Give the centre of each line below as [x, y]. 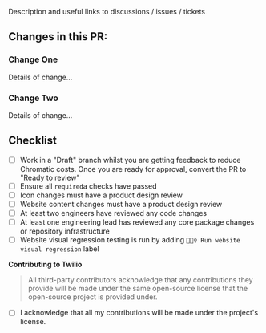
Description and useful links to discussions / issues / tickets [107, 12]
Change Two [33, 98]
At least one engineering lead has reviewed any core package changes [137, 222]
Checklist [33, 141]
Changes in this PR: [58, 37]
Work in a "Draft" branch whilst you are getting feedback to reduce [131, 160]
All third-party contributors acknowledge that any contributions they [141, 280]
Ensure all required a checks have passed [89, 186]
